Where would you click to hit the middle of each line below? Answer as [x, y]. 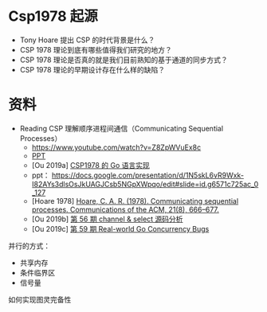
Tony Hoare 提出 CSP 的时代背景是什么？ [87, 40]
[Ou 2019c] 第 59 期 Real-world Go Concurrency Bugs [120, 228]
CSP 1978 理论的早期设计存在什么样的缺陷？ [92, 69]
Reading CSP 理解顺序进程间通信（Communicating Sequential [122, 128]
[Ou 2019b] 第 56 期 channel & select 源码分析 [107, 219]
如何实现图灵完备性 [40, 299]
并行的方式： [29, 246]
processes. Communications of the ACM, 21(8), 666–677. [125, 209]
